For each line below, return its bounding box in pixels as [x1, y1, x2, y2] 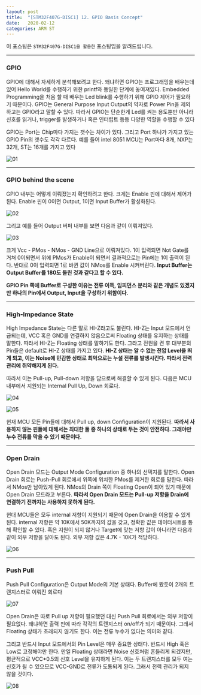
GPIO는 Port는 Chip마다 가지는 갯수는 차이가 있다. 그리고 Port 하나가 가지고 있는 [6, 128, 194, 136]
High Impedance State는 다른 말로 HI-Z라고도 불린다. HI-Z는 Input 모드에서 [6, 324, 185, 332]
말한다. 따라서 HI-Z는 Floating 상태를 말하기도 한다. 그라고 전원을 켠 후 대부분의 [6, 339, 191, 347]
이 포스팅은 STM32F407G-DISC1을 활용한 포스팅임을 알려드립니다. [6, 43, 153, 50]
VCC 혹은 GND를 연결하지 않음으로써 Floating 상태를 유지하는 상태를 [28, 332, 189, 339]
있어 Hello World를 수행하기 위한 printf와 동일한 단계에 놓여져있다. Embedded [6, 85, 190, 93]
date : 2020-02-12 [6, 20, 55, 26]
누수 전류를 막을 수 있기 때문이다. [6, 433, 82, 441]
